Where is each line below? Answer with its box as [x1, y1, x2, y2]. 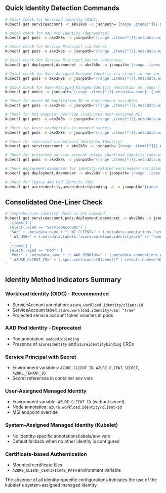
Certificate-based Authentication [5, 450, 87, 457]
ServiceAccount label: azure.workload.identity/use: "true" [12, 307, 136, 313]
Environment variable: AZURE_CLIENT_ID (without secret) [12, 399, 125, 405]
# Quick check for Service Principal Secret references [5, 58, 123, 63]
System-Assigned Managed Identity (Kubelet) [5, 422, 118, 429]
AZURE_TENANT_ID [12, 371, 46, 376]
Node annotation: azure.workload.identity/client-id [12, 404, 122, 410]
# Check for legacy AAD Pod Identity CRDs [5, 179, 94, 185]
